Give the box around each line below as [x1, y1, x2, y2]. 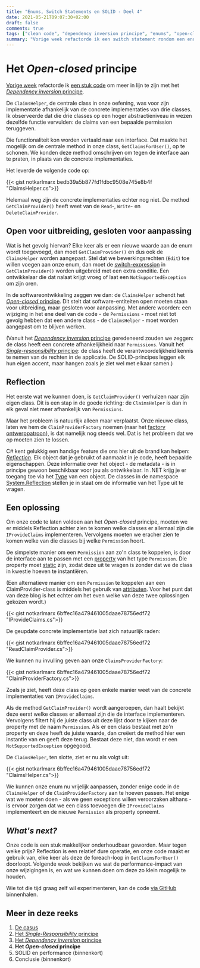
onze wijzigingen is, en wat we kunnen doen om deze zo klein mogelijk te [6, 867, 186, 874]
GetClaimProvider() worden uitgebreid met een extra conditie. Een [6, 267, 170, 274]
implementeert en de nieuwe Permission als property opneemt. [6, 809, 161, 816]
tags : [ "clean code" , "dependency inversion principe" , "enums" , [6, 31, 171, 37]
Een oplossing [6, 502, 60, 512]
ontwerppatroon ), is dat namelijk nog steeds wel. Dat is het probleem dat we [6, 430, 193, 437]
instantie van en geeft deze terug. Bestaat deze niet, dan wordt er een [6, 736, 177, 743]
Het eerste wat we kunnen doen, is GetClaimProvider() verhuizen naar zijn [6, 393, 189, 400]
